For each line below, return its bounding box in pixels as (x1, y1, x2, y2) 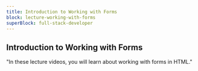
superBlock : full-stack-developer (6, 20, 94, 26)
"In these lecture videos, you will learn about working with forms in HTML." (6, 58, 193, 66)
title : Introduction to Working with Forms (6, 8, 118, 15)
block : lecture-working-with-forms (6, 14, 96, 20)
